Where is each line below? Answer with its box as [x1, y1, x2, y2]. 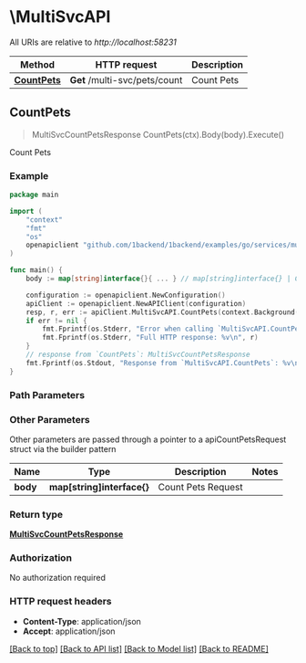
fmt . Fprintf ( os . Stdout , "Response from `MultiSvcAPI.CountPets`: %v [25, 358, 291, 367]
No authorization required [9, 573, 107, 584]
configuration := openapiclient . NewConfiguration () [25, 290, 226, 300]
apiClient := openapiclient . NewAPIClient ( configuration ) [25, 299, 247, 308]
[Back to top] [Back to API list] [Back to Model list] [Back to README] [9, 643, 269, 654]
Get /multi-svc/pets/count [69, 73, 183, 86]
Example [9, 169, 49, 182]
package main [9, 190, 59, 200]
